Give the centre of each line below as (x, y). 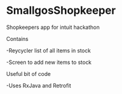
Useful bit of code (29, 74)
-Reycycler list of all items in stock (49, 50)
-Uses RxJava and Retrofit (39, 86)
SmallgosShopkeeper (61, 11)
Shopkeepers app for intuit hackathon (53, 27)
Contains (17, 39)
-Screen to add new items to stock (49, 62)
